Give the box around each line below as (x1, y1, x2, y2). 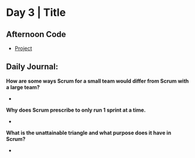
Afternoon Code (6, 29, 66, 39)
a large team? (6, 83, 40, 90)
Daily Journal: (6, 62, 59, 72)
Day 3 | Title (6, 6, 66, 19)
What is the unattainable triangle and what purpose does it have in (6, 129, 172, 136)
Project (14, 45, 32, 52)
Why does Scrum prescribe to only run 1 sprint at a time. (6, 106, 146, 113)
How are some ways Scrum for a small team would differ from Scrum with (6, 77, 189, 85)
